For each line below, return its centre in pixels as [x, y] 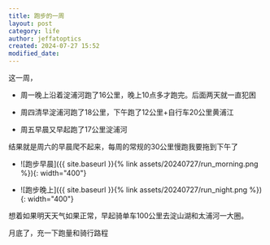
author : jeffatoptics [45, 39]
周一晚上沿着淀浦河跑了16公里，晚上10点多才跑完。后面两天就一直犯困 [138, 95]
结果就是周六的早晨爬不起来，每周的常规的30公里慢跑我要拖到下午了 [123, 146]
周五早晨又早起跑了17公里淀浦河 [74, 129]
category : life [34, 31]
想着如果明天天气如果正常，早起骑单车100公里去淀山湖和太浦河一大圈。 [128, 215]
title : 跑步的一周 [37, 16]
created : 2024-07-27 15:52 [54, 46]
